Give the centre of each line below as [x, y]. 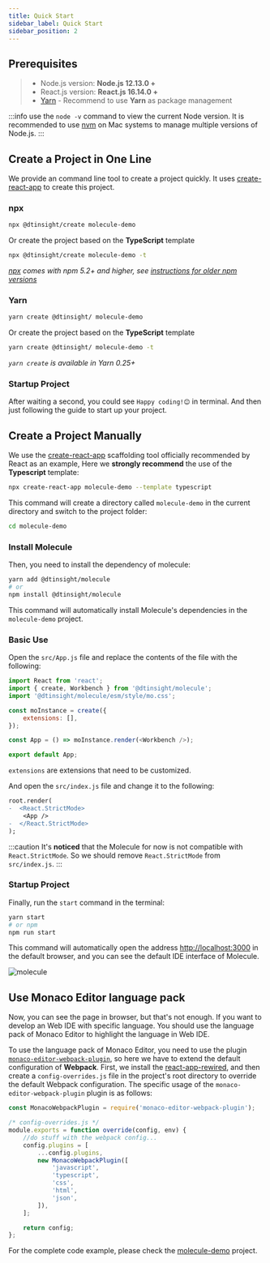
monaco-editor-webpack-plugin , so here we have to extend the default [124, 1059]
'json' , [65, 1198]
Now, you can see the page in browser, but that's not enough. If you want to [135, 1017]
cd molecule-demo [38, 527]
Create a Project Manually [75, 436]
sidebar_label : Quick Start [56, 24]
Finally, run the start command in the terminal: [86, 902]
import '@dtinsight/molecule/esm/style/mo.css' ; [92, 696]
